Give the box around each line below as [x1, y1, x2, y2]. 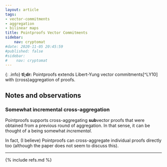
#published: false [5, 49, 43, 54]
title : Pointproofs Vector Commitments [5, 30, 88, 35]
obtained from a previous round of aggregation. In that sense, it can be [5, 122, 150, 128]
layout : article [5, 7, 39, 12]
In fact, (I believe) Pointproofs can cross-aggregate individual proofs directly [5, 137, 162, 143]
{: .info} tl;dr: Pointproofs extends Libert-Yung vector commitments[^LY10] [5, 71, 158, 77]
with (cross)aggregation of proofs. [5, 77, 76, 83]
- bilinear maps [5, 26, 39, 31]
